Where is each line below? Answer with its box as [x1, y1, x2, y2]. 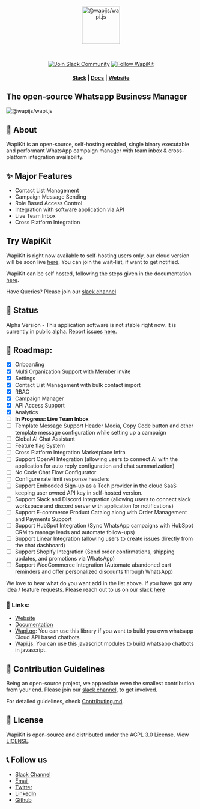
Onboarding [14, 361, 45, 368]
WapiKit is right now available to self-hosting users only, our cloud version [6, 252, 190, 259]
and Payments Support [14, 515, 72, 522]
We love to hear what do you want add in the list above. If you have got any [6, 579, 192, 586]
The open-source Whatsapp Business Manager [6, 91, 187, 101]
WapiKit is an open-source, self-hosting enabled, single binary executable [6, 141, 190, 148]
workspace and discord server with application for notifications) [14, 502, 174, 510]
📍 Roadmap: [6, 345, 53, 355]
